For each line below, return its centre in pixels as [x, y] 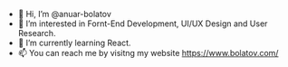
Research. [37, 33]
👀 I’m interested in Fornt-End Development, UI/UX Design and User [143, 24]
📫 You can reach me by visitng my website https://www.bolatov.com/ [148, 53]
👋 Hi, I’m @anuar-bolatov [64, 14]
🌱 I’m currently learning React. [74, 43]
